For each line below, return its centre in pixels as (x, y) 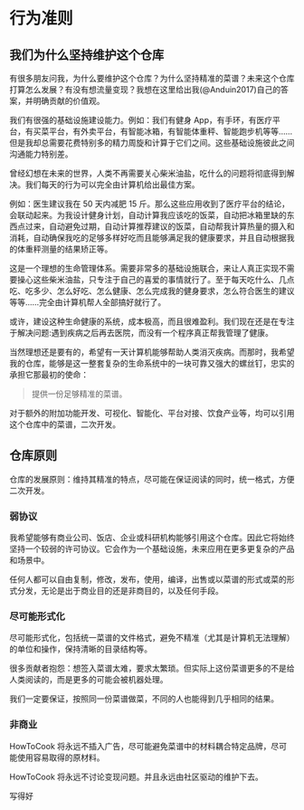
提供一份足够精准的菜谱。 (79, 394)
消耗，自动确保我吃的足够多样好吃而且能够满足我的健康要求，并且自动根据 (148, 238)
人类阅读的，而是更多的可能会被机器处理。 (89, 680)
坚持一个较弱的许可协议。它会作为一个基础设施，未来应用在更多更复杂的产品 (152, 549)
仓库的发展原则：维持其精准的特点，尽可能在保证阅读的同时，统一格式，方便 (152, 479)
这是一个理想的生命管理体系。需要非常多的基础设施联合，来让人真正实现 (144, 268)
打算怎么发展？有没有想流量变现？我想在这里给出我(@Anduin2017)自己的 (145, 90)
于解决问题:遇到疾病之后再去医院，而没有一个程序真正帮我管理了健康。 (142, 333)
